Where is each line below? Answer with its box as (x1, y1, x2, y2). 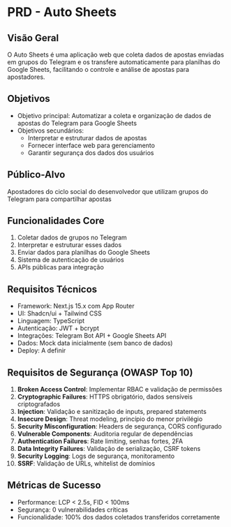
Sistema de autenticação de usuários (17, 255, 124, 264)
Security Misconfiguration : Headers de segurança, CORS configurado (17, 422, 222, 431)
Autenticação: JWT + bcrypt (17, 324, 99, 332)
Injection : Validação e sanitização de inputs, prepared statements (17, 408, 207, 416)
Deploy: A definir (17, 346, 66, 355)
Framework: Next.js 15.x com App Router (17, 302, 135, 311)
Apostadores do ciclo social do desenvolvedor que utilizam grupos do (7, 187, 209, 195)
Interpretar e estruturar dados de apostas (27, 133, 147, 142)
